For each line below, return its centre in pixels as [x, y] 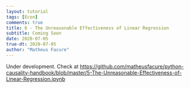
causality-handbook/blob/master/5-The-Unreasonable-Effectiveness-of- [94, 72]
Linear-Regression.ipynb [36, 79]
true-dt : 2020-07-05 [31, 45]
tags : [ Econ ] [22, 17]
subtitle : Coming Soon [34, 33]
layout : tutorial [27, 11]
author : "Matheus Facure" [38, 50]
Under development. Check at [43, 66]
